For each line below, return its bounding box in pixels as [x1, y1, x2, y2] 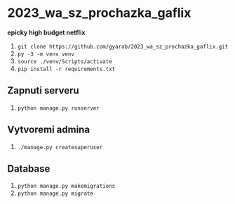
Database [7, 162, 51, 174]
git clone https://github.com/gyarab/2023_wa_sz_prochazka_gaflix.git [17, 43, 229, 50]
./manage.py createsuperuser [17, 144, 103, 151]
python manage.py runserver [17, 104, 100, 112]
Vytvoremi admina [7, 124, 90, 136]
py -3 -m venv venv [17, 51, 75, 58]
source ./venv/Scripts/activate [17, 58, 112, 65]
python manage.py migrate [17, 190, 93, 198]
